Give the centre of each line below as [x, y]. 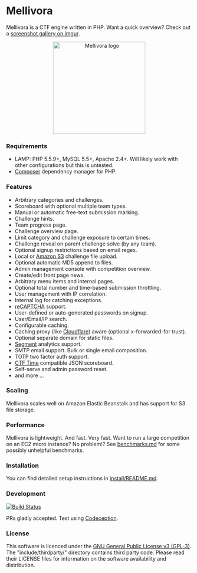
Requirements [27, 146]
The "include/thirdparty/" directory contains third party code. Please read [95, 552]
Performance [26, 425]
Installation [23, 466]
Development [26, 494]
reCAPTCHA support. [40, 306]
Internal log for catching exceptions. [58, 300]
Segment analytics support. [48, 344]
